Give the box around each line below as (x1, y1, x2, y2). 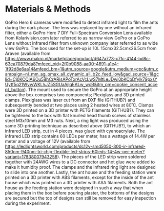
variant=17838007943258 (5, 154, 58, 159)
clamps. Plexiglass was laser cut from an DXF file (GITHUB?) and (5, 97, 136, 103)
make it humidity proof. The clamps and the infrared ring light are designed (5, 164, 156, 170)
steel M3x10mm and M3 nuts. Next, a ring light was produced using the (5, 118, 149, 123)
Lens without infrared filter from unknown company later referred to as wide (5, 40, 158, 46)
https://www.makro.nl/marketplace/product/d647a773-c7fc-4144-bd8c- (5, 55, 151, 61)
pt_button (5, 87, 24, 92)
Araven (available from (5, 50, 51, 56)
